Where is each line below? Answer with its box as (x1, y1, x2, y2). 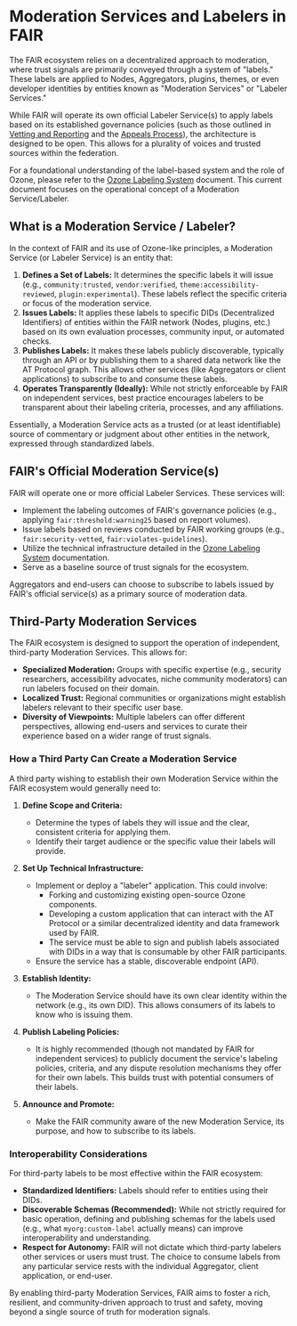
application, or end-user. (21, 1270, 113, 1281)
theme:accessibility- (179, 281, 260, 289)
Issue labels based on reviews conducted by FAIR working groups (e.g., (21, 524, 285, 534)
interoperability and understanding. (21, 1232, 151, 1243)
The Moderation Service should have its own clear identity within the (35, 990, 287, 1001)
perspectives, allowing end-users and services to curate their (21, 721, 248, 732)
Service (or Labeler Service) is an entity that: (9, 252, 173, 263)
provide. (35, 845, 67, 856)
